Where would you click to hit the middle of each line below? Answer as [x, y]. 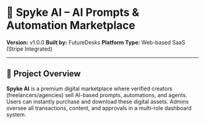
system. [16, 114]
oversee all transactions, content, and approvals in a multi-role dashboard [99, 108]
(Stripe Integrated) [30, 49]
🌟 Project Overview [44, 74]
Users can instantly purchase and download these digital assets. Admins [98, 101]
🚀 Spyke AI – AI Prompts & [73, 13]
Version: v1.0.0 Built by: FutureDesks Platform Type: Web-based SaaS [96, 42]
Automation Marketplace [71, 25]
